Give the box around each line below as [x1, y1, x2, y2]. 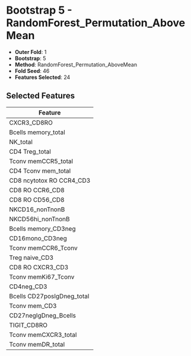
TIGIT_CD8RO [9, 321, 48, 329]
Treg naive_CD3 [9, 253, 54, 262]
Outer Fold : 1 [14, 48, 47, 55]
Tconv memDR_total [9, 340, 65, 348]
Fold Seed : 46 [14, 67, 50, 74]
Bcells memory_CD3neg [9, 224, 76, 233]
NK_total [9, 138, 33, 146]
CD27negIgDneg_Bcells [9, 311, 76, 319]
